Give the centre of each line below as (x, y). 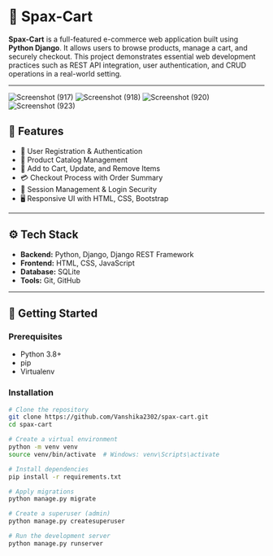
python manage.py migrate (52, 499)
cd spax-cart (30, 425)
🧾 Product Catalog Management (74, 160)
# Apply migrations (41, 492)
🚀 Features (36, 131)
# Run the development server (60, 536)
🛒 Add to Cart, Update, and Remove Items (90, 168)
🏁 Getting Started (53, 313)
